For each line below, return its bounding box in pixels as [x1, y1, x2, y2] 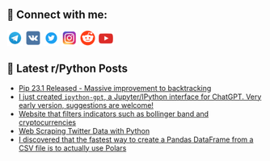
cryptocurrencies [18, 118, 77, 127]
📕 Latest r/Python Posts [6, 62, 129, 76]
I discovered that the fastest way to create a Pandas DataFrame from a [18, 134, 254, 144]
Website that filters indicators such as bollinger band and [18, 109, 209, 118]
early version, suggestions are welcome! [18, 100, 154, 109]
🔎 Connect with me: [6, 8, 108, 22]
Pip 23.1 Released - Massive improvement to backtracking [18, 83, 212, 93]
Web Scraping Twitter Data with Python [18, 126, 150, 135]
